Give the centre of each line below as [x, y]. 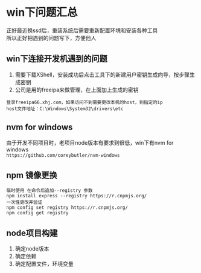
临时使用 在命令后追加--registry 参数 [49, 191]
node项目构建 [32, 233]
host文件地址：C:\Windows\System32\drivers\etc [65, 109]
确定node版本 [32, 249]
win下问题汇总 [42, 12]
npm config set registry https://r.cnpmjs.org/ [67, 208]
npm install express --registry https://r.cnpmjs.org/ [77, 196]
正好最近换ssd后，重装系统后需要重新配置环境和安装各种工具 [82, 30]
